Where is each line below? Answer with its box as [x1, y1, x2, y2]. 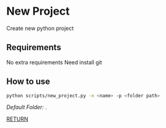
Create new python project [6, 24, 74, 32]
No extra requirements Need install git [6, 58, 102, 66]
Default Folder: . [6, 104, 47, 111]
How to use [6, 77, 50, 87]
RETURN [6, 115, 29, 123]
